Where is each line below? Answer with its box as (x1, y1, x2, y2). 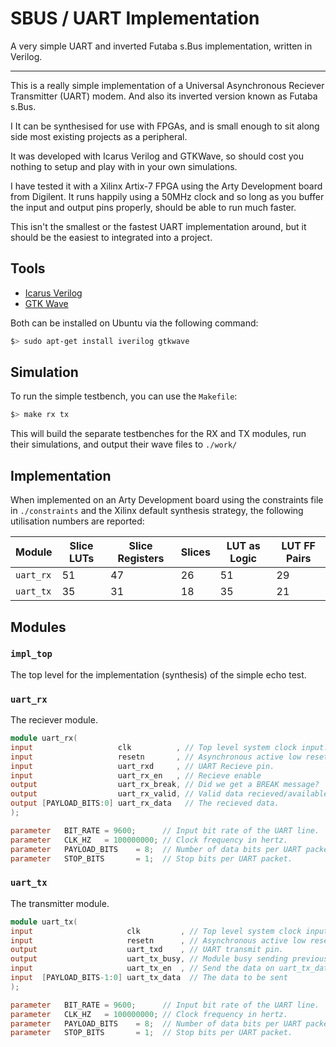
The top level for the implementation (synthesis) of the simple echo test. (10, 668, 307, 681)
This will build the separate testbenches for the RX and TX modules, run (10, 428, 307, 440)
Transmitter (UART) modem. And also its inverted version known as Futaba (10, 90, 318, 102)
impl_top (10, 648, 53, 660)
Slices (180, 545, 211, 559)
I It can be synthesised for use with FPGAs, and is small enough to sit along (10, 120, 320, 132)
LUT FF (281, 539, 316, 553)
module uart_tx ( (10, 917, 78, 927)
